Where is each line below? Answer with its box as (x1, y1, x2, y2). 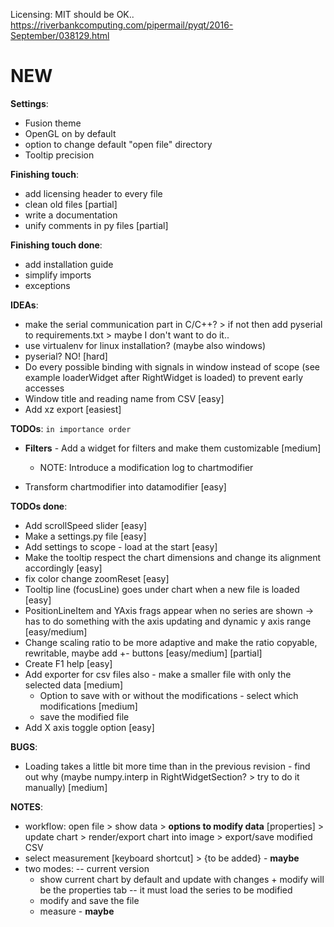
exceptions (24, 279, 71, 291)
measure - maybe (39, 905, 115, 917)
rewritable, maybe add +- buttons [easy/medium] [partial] (24, 647, 263, 659)
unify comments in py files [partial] (24, 219, 169, 231)
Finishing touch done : (10, 239, 103, 251)
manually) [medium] (24, 781, 108, 793)
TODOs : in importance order (10, 422, 132, 434)
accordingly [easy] (24, 562, 103, 574)
